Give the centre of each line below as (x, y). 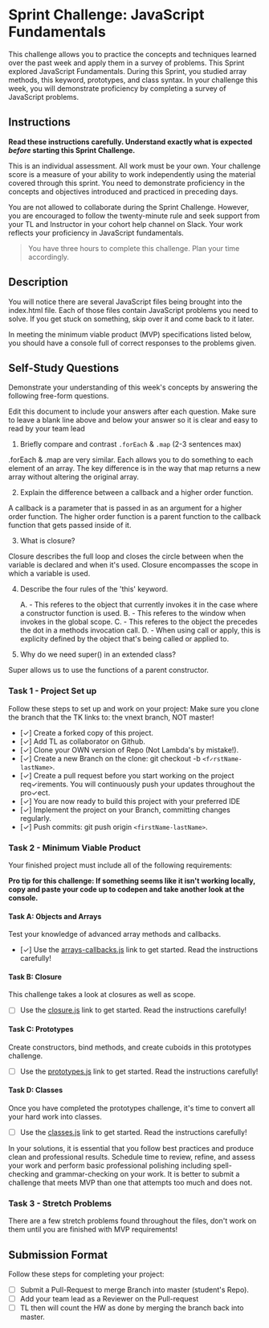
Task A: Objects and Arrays (55, 916)
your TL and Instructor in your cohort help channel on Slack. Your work (126, 224)
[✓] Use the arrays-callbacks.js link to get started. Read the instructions (139, 950)
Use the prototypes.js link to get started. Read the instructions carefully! (139, 1071)
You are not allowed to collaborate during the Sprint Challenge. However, (129, 207)
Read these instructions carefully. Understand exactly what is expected (130, 142)
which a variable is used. (49, 574)
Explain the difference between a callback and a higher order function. (137, 493)
